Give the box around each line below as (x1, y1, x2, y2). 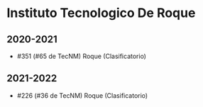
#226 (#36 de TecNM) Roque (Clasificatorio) (16, 91, 148, 100)
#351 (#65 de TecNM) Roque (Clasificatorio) (16, 52, 147, 60)
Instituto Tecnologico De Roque (6, 5, 196, 21)
